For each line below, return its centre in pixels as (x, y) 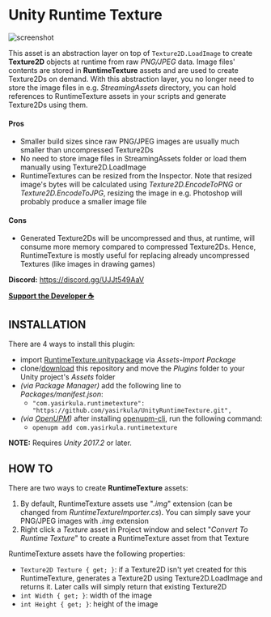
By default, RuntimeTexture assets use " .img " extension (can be (126, 503)
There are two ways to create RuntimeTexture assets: (98, 487)
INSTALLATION (47, 325)
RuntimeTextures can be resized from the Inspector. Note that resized (136, 176)
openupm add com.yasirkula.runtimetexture (105, 428)
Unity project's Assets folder (68, 377)
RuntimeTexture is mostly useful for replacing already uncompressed (135, 255)
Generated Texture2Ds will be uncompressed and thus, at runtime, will (137, 238)
